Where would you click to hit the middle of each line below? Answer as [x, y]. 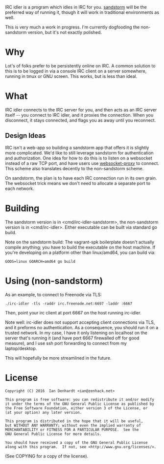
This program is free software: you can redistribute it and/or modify [80, 400]
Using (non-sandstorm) [54, 281]
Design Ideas [25, 136]
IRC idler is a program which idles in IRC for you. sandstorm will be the [76, 7]
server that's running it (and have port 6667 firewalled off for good [72, 338]
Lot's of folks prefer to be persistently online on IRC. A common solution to [80, 65]
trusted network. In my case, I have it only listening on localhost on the [76, 333]
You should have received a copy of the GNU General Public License [76, 442]
